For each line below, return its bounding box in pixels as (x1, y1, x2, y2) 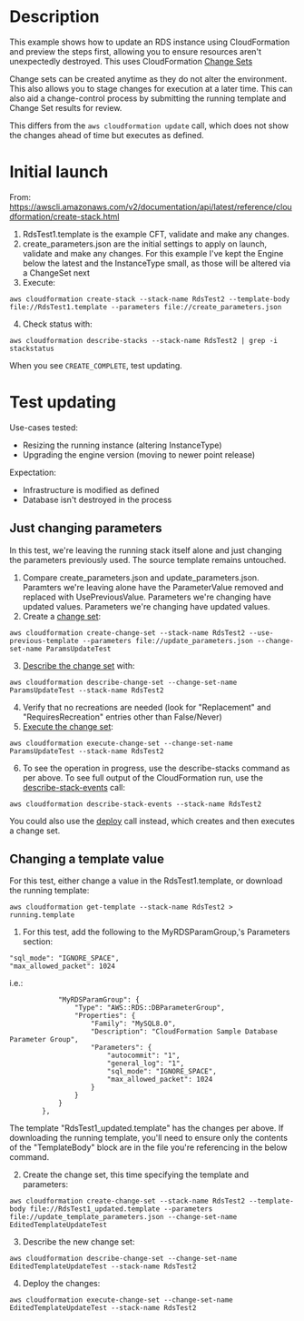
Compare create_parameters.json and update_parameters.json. (22, 571, 260, 583)
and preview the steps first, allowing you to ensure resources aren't (9, 45, 261, 56)
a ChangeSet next (22, 267, 91, 278)
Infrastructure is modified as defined (22, 484, 160, 495)
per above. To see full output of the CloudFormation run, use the (22, 771, 263, 783)
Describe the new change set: (22, 1236, 135, 1247)
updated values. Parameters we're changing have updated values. (22, 600, 270, 611)
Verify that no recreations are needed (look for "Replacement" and (22, 701, 271, 712)
